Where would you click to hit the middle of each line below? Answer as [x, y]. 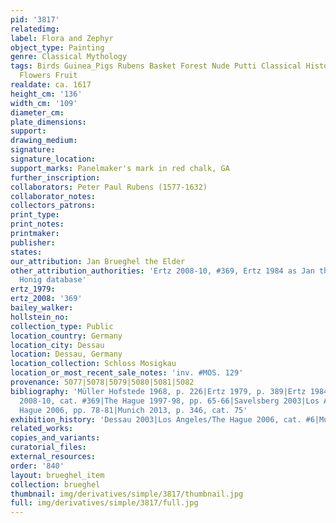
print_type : [35, 215]
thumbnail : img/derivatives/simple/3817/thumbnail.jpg [127, 494]
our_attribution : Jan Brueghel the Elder [98, 261]
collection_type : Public [62, 326]
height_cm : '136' [46, 94]
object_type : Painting [57, 47]
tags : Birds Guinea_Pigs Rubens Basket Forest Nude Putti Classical [156, 66]
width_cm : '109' [44, 103]
